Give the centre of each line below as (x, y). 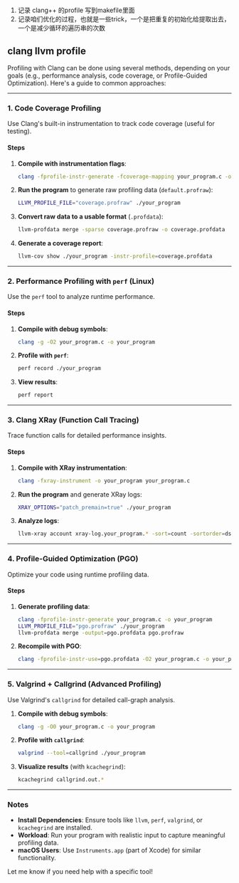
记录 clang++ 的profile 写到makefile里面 (76, 10)
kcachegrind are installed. (55, 828)
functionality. (37, 858)
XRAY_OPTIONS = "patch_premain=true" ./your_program (94, 507)
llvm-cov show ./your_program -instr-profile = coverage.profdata (115, 257)
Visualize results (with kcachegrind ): (71, 767)
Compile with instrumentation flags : (72, 163)
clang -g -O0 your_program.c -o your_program (86, 726)
